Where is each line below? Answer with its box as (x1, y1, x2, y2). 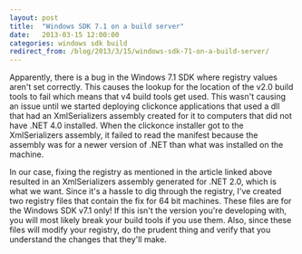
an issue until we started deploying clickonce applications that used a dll (9, 101, 280, 112)
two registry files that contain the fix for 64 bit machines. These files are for (9, 196, 292, 207)
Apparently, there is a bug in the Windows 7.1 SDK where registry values (9, 72, 278, 83)
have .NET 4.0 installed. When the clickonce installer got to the (9, 120, 244, 132)
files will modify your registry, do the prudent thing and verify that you (9, 224, 271, 236)
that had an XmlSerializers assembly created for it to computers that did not (9, 111, 292, 122)
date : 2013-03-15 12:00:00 (9, 30, 120, 39)
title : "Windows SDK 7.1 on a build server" (9, 22, 184, 31)
